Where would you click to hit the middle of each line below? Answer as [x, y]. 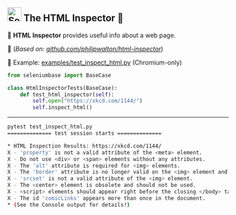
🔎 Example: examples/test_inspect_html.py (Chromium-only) [95, 62]
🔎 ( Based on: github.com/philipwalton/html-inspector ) [85, 48]
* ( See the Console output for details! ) [69, 204]
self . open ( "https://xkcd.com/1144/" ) [87, 101]
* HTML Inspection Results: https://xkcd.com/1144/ [84, 146]
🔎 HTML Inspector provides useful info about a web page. [92, 35]
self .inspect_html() [63, 107]
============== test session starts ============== [84, 133]
